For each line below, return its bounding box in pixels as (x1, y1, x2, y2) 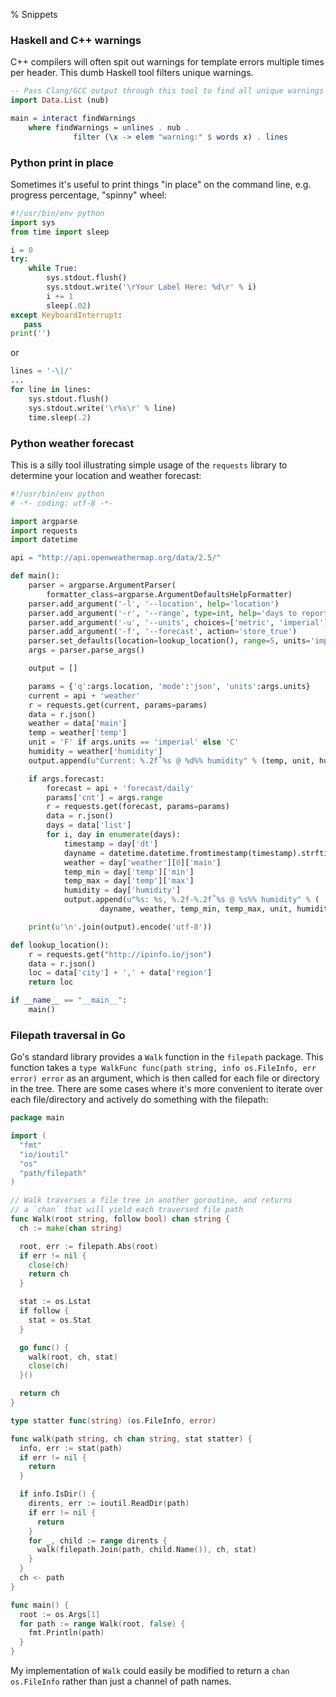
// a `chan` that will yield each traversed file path (10, 1205, 244, 1215)
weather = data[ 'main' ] (28, 719, 128, 729)
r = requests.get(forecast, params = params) (46, 802, 230, 812)
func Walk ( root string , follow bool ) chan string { (10, 1214, 230, 1224)
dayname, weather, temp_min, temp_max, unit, (99, 904, 293, 914)
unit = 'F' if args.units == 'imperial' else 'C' (28, 737, 240, 748)
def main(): (10, 571, 60, 581)
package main (10, 1113, 65, 1123)
